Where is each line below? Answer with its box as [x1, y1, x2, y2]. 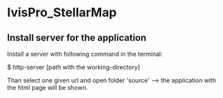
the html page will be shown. [7, 84, 88, 91]
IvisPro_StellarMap [7, 5, 117, 20]
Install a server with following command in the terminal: [7, 50, 163, 58]
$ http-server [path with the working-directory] [7, 63, 140, 71]
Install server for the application [7, 32, 147, 44]
